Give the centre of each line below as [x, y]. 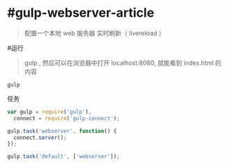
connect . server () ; [40, 138]
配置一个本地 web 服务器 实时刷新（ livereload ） [94, 33]
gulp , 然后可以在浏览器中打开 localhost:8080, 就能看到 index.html [119, 63]
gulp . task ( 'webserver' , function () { [62, 131]
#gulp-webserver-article [81, 13]
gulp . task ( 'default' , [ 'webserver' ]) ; [63, 157]
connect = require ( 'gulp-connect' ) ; [67, 118]
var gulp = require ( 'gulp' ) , [50, 112]
